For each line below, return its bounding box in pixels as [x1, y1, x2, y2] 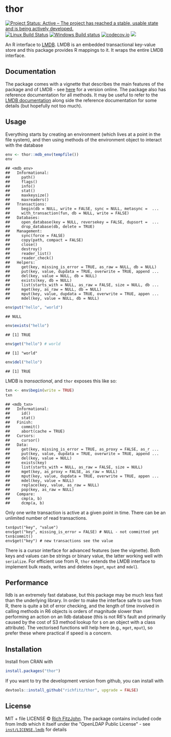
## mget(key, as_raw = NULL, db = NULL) [5, 287, 102, 292]
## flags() [5, 179, 38, 185]
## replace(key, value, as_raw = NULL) [5, 482, 100, 487]
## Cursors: [5, 433, 36, 438]
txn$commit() [5, 534, 33, 539]
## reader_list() [5, 251, 52, 256]
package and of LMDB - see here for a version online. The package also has [5, 86, 166, 92]
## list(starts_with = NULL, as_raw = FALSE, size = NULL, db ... [5, 282, 159, 288]
